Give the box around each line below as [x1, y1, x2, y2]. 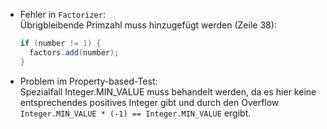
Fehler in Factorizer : [19, 9, 106, 20]
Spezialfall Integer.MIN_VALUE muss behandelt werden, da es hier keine [19, 85, 317, 98]
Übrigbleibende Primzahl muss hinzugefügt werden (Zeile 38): [19, 19, 277, 31]
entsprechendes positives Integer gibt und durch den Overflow [19, 96, 280, 108]
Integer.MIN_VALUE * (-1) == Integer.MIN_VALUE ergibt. [19, 107, 252, 119]
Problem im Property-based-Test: [19, 75, 158, 87]
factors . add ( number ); [29, 47, 120, 58]
